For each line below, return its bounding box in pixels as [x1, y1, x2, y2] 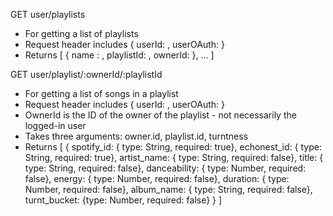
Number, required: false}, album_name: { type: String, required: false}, [24, 184, 313, 195]
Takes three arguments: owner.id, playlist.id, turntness [24, 130, 249, 142]
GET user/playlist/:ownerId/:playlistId [10, 69, 163, 80]
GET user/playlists [10, 9, 86, 20]
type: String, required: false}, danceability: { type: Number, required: [24, 162, 307, 174]
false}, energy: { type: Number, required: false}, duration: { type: [24, 173, 290, 184]
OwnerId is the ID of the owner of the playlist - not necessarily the [24, 109, 297, 121]
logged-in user [24, 120, 87, 131]
